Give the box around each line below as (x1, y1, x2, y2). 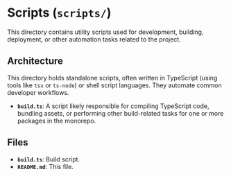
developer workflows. (7, 88, 69, 96)
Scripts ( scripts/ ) (7, 5, 112, 21)
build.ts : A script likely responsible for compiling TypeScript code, (17, 102, 209, 110)
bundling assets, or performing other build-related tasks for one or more (17, 109, 224, 117)
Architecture (7, 55, 64, 67)
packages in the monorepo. (17, 116, 96, 125)
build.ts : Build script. (17, 155, 80, 164)
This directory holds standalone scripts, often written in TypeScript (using (7, 73, 218, 82)
